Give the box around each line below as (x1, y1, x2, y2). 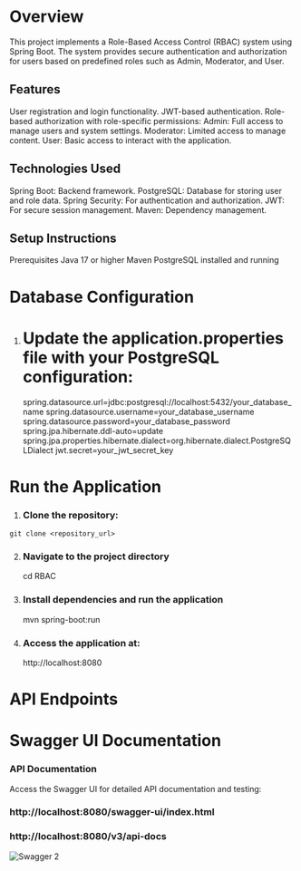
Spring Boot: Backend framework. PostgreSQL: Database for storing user (9, 185, 283, 196)
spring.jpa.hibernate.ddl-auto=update (22, 425, 164, 436)
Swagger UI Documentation (9, 731, 222, 751)
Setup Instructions (9, 230, 117, 246)
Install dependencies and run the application (22, 594, 224, 606)
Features (9, 82, 61, 97)
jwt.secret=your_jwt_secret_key (55, 444, 174, 455)
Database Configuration (9, 286, 195, 307)
